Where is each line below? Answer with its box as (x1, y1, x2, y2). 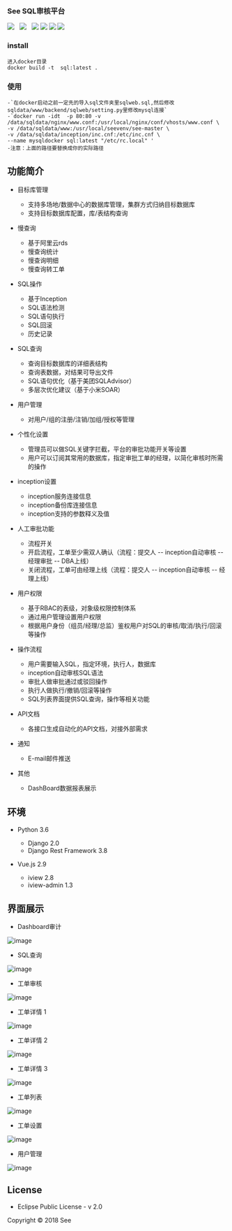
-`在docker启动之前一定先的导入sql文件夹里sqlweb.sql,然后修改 (7, 99, 175, 106)
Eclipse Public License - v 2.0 (17, 1202, 103, 1211)
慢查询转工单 (27, 264, 65, 273)
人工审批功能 (17, 524, 54, 533)
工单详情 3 (17, 1065, 48, 1073)
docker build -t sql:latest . (7, 64, 98, 71)
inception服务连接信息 (27, 491, 92, 501)
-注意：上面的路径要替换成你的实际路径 (7, 145, 105, 152)
